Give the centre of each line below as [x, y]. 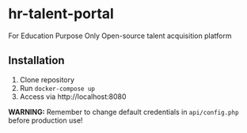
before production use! [46, 120]
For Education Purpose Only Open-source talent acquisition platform [120, 36]
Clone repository [47, 79]
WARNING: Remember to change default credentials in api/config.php [123, 112]
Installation [36, 61]
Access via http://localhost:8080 [73, 97]
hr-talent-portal [61, 14]
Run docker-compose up [57, 88]
